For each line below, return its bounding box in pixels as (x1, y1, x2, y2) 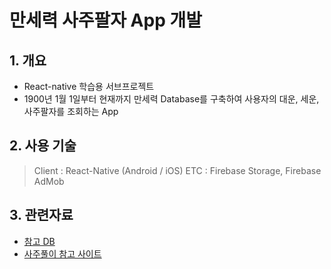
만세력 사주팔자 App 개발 (9, 9, 202, 32)
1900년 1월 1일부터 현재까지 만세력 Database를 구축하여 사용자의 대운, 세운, (23, 93, 320, 105)
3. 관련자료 (9, 207, 74, 224)
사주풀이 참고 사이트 (23, 247, 102, 260)
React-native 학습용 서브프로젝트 (23, 81, 155, 92)
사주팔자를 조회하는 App (23, 106, 119, 117)
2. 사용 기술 (9, 137, 77, 155)
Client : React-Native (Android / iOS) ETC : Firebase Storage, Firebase (33, 164, 322, 176)
